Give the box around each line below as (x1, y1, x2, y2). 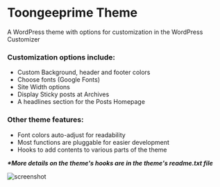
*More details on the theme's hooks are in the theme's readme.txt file (7, 159, 213, 167)
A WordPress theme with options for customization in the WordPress (7, 28, 203, 36)
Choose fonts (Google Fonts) (17, 75, 101, 84)
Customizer (7, 35, 40, 43)
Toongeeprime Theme (7, 5, 137, 21)
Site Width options (17, 83, 71, 91)
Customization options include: (7, 52, 116, 62)
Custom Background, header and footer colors (17, 68, 151, 77)
